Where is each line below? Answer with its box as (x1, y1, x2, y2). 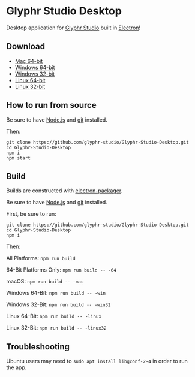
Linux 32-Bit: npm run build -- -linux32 (6, 324, 107, 331)
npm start (6, 155, 31, 161)
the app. (6, 364, 27, 371)
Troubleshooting (6, 342, 70, 352)
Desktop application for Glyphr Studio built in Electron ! (6, 24, 141, 31)
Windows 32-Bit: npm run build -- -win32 (6, 301, 111, 308)
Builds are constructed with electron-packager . (6, 187, 123, 194)
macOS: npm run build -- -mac (6, 278, 84, 285)
